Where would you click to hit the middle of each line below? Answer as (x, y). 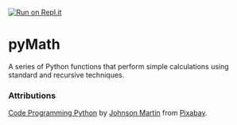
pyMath (35, 45)
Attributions (32, 96)
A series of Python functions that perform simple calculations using (118, 66)
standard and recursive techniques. (66, 75)
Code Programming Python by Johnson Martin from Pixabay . (108, 113)
